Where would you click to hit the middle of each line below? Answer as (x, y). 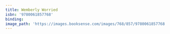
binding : (15, 19)
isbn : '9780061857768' (29, 14)
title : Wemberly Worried (32, 10)
